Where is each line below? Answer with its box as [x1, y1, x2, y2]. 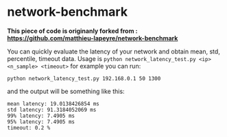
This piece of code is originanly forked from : [7, 27, 138, 35]
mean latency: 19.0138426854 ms [7, 100, 99, 107]
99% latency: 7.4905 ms [7, 112, 75, 119]
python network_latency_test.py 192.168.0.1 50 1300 [7, 75, 161, 82]
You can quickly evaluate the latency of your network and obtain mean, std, [7, 47, 221, 55]
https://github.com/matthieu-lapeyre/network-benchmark [7, 34, 178, 42]
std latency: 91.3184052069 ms [7, 106, 97, 113]
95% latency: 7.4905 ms [7, 118, 75, 125]
